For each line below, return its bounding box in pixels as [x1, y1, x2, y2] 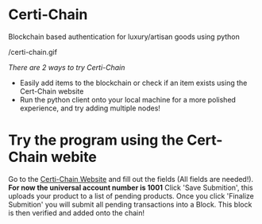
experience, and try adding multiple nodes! [19, 103, 161, 113]
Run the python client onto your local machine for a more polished [19, 95, 237, 104]
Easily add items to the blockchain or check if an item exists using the [19, 78, 248, 87]
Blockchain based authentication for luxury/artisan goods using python [8, 32, 241, 41]
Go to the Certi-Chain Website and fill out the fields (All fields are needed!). [8, 174, 254, 183]
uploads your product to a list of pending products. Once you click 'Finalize [8, 191, 254, 200]
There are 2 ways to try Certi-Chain [8, 62, 125, 72]
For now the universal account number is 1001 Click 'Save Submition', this [8, 183, 254, 192]
